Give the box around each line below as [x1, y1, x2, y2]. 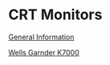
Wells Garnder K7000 [8, 47, 79, 57]
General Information [8, 32, 75, 42]
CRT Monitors [8, 6, 103, 24]
